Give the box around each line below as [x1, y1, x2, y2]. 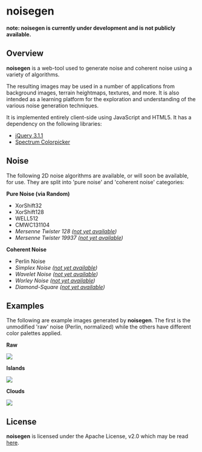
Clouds [6, 388, 25, 395]
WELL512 [15, 214, 39, 222]
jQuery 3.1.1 [15, 131, 44, 139]
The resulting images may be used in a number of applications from [6, 82, 175, 90]
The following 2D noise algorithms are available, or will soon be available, [6, 171, 189, 179]
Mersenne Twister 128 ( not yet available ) [15, 227, 117, 234]
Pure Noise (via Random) [6, 190, 70, 198]
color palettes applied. [6, 330, 62, 337]
